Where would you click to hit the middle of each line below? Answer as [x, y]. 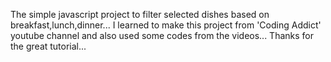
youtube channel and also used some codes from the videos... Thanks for [162, 35]
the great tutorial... [48, 46]
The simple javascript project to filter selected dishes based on [140, 14]
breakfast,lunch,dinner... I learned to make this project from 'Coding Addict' [166, 25]
